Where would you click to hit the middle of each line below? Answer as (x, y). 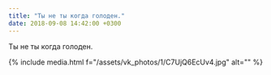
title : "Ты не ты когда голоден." (67, 16)
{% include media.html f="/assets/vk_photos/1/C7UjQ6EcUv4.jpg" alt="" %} (136, 62)
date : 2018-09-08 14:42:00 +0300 (65, 23)
